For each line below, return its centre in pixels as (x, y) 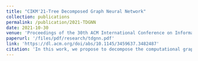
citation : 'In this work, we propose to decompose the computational (93, 49)
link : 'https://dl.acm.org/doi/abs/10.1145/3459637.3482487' (83, 44)
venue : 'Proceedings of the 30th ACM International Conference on (89, 33)
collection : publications (38, 17)
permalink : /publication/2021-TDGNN (51, 22)
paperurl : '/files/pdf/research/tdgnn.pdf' (60, 38)
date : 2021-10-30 (27, 28)
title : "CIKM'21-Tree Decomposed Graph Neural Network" (76, 11)
